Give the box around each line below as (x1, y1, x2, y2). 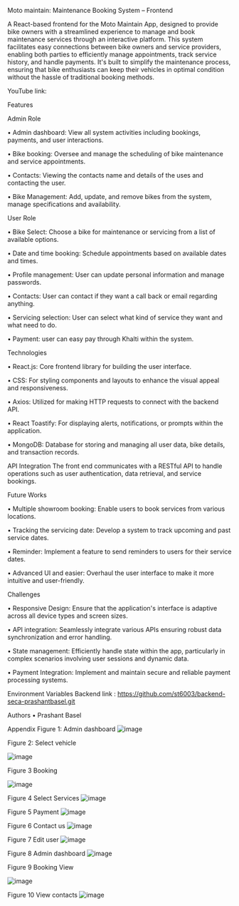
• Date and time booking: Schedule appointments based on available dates (7, 249, 227, 258)
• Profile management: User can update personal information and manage (7, 270, 225, 279)
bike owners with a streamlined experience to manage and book (7, 28, 196, 36)
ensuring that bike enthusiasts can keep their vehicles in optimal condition (7, 66, 225, 73)
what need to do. (7, 321, 57, 329)
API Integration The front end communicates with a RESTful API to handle (7, 462, 223, 470)
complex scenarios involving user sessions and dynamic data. (7, 654, 189, 663)
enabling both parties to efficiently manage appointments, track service (7, 50, 217, 58)
